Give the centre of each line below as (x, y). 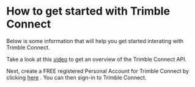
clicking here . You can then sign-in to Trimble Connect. (76, 77)
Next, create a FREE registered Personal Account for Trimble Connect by (98, 71)
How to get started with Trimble (88, 11)
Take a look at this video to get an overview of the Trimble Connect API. (97, 59)
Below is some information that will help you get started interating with (95, 41)
